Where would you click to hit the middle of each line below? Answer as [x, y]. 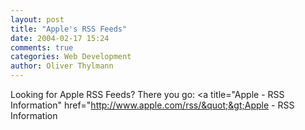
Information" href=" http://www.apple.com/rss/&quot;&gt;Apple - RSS [152, 105]
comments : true [42, 47]
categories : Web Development [71, 57]
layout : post [37, 19]
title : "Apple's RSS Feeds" [69, 29]
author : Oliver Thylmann [62, 66]
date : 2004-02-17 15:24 [60, 38]
